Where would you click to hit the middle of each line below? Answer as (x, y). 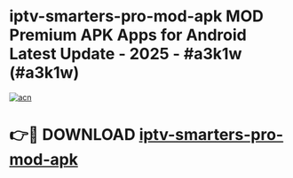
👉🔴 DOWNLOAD (72, 135)
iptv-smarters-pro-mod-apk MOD (136, 16)
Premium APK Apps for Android (128, 35)
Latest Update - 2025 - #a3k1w (126, 54)
